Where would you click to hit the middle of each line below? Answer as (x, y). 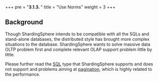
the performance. (23, 74)
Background (24, 22)
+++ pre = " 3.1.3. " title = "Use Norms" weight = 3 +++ (60, 7)
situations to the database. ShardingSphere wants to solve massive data (78, 44)
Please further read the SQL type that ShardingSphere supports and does (79, 64)
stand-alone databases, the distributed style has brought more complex (77, 39)
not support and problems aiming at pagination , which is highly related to (79, 69)
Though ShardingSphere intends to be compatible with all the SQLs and (77, 34)
